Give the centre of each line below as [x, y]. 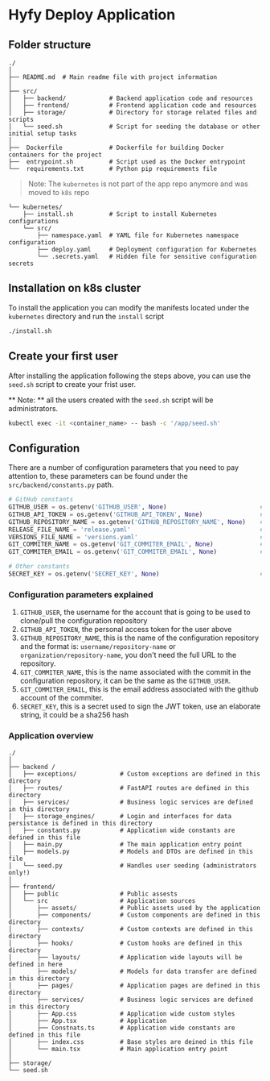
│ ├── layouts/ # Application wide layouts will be [125, 957]
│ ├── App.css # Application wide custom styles [122, 1013]
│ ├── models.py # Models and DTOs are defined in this [131, 851]
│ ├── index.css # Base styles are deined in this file [131, 1042]
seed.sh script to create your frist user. [72, 384]
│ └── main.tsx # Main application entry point [118, 1049]
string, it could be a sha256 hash [74, 715]
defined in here [35, 964]
